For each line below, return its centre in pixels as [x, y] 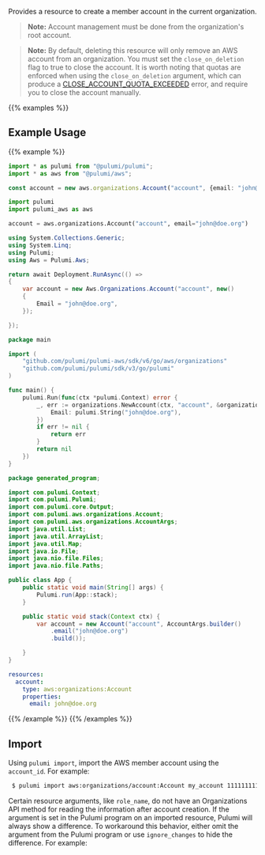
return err [68, 434]
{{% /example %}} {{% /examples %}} [70, 719]
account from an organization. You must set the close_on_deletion [136, 59]
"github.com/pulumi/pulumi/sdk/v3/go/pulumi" [99, 369]
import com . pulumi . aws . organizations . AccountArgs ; [93, 522]
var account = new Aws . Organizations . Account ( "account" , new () [129, 289]
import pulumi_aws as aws [50, 210]
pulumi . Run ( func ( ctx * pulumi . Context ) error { [100, 397]
